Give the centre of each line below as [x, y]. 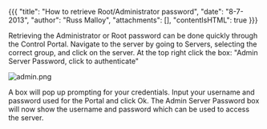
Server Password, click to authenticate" [73, 61]
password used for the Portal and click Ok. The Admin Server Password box [134, 101]
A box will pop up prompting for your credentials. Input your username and [131, 92]
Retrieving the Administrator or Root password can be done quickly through [133, 36]
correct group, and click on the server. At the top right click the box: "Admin [133, 52]
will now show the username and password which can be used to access [129, 109]
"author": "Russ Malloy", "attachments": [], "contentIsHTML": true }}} [144, 20]
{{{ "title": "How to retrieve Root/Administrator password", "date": [116, 12]
